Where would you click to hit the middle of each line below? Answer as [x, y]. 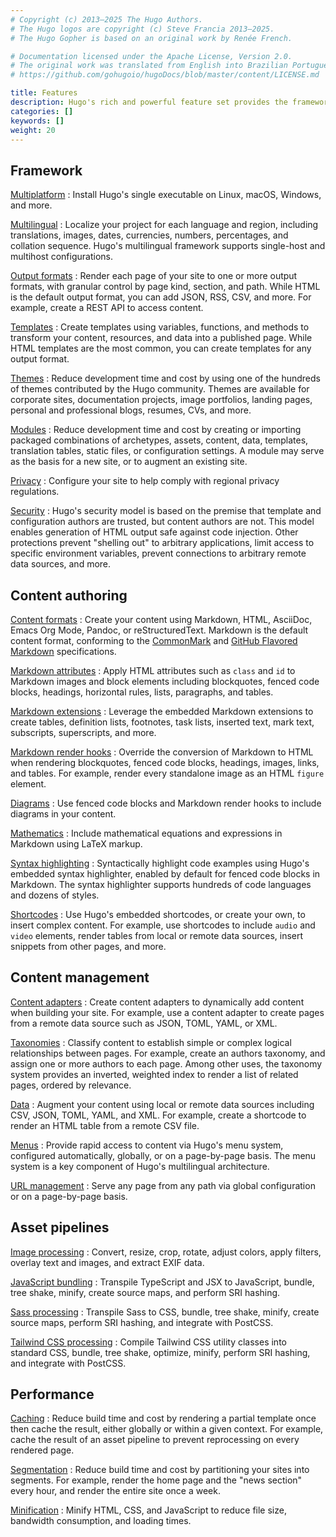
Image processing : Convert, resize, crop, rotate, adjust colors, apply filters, [166, 1252]
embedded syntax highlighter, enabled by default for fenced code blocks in [165, 874]
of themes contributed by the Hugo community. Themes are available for [160, 389]
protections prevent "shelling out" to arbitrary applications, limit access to [162, 543]
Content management [80, 977]
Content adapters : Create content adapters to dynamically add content [157, 1002]
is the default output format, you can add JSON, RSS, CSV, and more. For [161, 297]
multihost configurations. [61, 257]
